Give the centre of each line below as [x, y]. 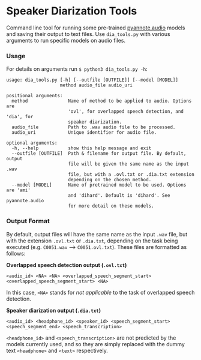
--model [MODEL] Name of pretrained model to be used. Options [99, 185]
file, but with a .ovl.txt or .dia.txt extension [131, 175]
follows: [16, 253]
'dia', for [20, 117]
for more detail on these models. [111, 206]
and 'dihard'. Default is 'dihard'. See [119, 196]
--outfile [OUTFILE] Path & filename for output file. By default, [99, 154]
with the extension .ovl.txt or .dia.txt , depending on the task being [92, 241]
